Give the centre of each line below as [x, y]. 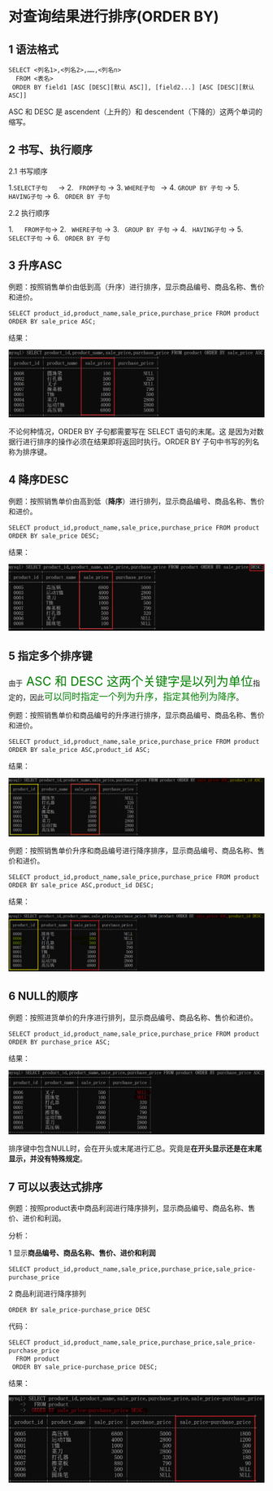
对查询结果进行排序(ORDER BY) [114, 17]
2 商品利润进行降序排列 [48, 1294]
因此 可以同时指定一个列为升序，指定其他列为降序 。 [136, 697]
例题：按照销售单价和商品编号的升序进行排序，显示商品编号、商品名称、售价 [136, 715]
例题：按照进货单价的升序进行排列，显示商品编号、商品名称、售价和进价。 [133, 1017]
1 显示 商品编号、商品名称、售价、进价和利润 [82, 1253]
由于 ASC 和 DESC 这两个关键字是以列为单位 [131, 682]
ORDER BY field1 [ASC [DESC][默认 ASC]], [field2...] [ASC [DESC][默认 [133, 87]
